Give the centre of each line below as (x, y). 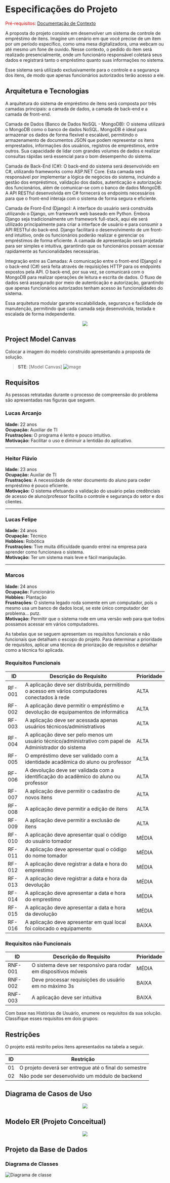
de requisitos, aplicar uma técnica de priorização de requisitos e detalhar (81, 645)
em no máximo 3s (53, 986)
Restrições (23, 1034)
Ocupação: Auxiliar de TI (31, 429)
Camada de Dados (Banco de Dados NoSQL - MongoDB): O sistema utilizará (85, 124)
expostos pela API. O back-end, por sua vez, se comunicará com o (75, 271)
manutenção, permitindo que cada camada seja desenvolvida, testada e (80, 308)
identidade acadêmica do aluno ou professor (78, 762)
